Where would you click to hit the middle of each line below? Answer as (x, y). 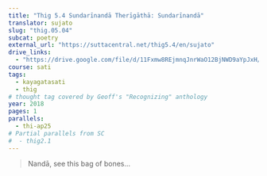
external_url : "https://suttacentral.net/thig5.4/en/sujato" (112, 45)
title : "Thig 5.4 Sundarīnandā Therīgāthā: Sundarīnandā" (106, 15)
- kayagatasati (41, 82)
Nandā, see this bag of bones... (79, 163)
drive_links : (30, 52)
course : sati (30, 67)
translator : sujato (41, 23)
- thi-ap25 (33, 126)
